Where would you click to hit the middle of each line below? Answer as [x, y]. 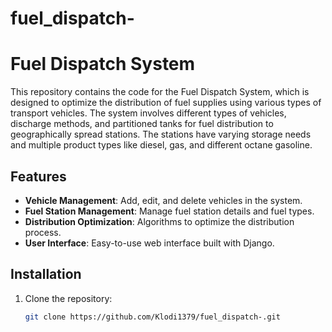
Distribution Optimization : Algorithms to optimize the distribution [159, 221]
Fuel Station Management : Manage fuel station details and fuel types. [169, 211]
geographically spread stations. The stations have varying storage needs [161, 134]
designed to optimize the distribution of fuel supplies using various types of [166, 103]
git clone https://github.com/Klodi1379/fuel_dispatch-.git [152, 317]
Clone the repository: [68, 298]
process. [43, 232]
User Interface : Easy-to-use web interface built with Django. [149, 243]
